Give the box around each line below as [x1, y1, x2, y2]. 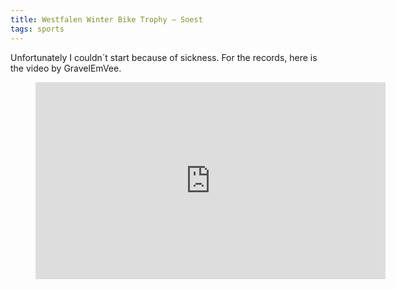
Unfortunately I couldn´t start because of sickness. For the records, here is [10, 51, 318, 63]
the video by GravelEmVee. [10, 62, 122, 74]
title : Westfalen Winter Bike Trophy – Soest [10, 14, 203, 25]
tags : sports [10, 24, 65, 34]
